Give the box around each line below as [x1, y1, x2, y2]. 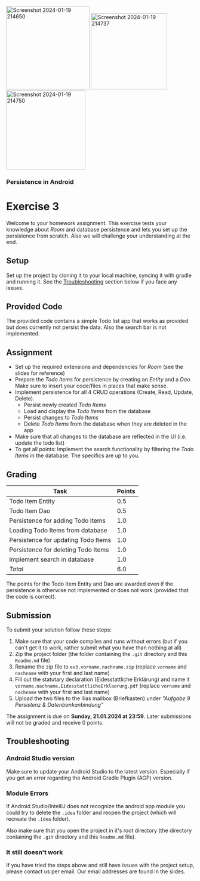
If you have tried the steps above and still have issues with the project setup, [6, 862, 195, 869]
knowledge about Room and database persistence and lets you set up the [6, 226, 187, 233]
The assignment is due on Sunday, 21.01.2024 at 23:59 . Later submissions [6, 713, 192, 720]
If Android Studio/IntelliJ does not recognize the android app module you [6, 802, 186, 809]
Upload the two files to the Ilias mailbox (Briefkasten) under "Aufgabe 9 [14, 695, 190, 702]
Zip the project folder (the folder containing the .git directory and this [14, 650, 187, 657]
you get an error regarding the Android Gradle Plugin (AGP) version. [6, 774, 173, 781]
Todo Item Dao [9, 507, 51, 515]
